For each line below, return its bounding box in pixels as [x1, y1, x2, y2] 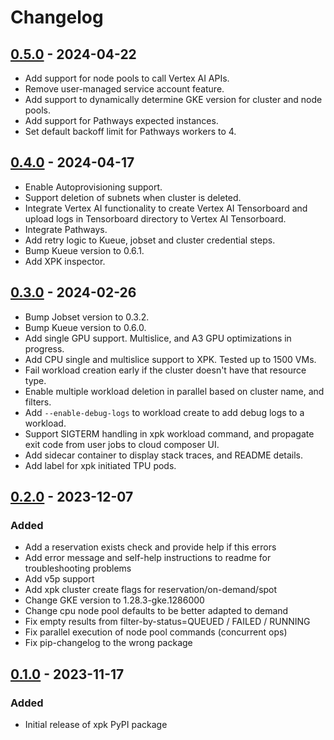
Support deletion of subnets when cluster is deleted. [24, 191, 242, 203]
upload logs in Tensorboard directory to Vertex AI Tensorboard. [24, 212, 287, 225]
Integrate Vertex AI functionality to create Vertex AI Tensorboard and [24, 202, 308, 214]
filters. [24, 396, 52, 408]
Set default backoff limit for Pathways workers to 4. [24, 126, 237, 137]
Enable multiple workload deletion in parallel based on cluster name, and [24, 385, 325, 397]
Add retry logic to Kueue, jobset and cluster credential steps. [24, 234, 276, 246]
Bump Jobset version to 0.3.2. [24, 311, 150, 323]
